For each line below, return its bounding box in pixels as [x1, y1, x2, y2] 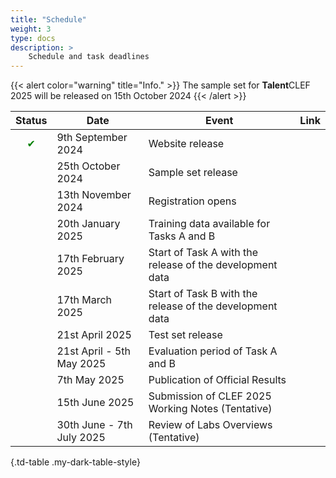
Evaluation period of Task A [148, 344, 278, 358]
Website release [148, 137, 225, 151]
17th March [56, 293, 113, 307]
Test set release [148, 328, 223, 342]
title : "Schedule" [10, 14, 87, 25]
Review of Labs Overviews [148, 418, 273, 432]
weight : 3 [10, 24, 52, 34]
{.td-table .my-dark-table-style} [10, 456, 141, 468]
